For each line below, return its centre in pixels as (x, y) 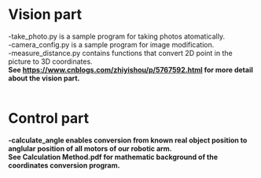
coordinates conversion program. (64, 165)
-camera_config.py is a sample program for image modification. (111, 44)
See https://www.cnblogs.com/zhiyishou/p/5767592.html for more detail (131, 69)
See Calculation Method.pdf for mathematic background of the (113, 157)
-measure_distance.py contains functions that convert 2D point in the (121, 53)
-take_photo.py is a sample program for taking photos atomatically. (117, 36)
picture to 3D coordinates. (50, 61)
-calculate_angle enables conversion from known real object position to (128, 140)
